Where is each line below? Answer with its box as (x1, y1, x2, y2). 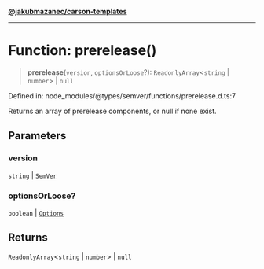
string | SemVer (8, 171, 57, 180)
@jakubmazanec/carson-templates (8, 7, 127, 16)
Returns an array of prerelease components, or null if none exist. (8, 106, 218, 116)
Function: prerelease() (8, 42, 157, 60)
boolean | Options (8, 208, 64, 217)
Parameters (8, 129, 67, 142)
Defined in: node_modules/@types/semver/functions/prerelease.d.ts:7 (8, 90, 236, 101)
